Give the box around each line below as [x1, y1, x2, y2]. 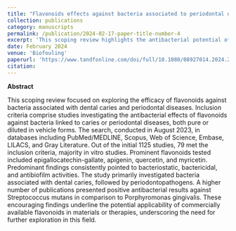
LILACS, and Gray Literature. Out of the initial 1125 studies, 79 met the [7, 140, 209, 149]
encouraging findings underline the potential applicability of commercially [7, 200, 221, 208]
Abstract [7, 82, 34, 90]
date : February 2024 [7, 43, 68, 50]
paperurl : [7, 56, 37, 63]
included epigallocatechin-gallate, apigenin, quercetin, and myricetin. [7, 156, 208, 164]
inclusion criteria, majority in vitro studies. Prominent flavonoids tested [7, 148, 211, 156]
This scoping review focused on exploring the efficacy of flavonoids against [7, 96, 227, 104]
